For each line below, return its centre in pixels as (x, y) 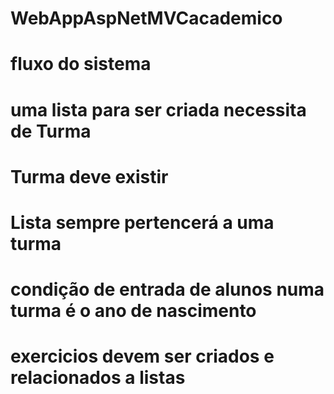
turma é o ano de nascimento (133, 311)
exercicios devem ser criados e (142, 356)
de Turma (51, 131)
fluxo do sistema (81, 64)
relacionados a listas (98, 378)
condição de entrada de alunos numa (167, 289)
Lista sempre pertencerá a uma (142, 222)
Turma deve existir (89, 176)
